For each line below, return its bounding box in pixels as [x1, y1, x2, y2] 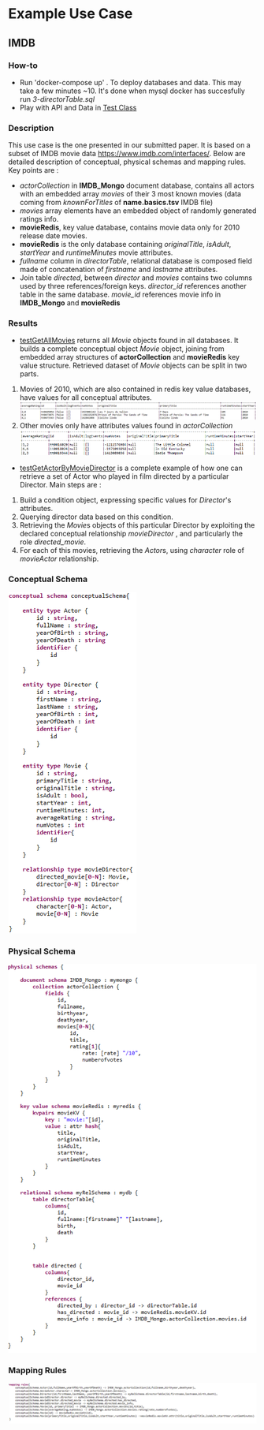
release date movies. [19, 231, 88, 241]
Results [8, 318, 38, 329]
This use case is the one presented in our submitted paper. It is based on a [8, 140, 251, 150]
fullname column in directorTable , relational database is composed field [19, 256, 252, 266]
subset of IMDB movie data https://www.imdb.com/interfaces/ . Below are [8, 149, 246, 159]
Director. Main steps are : [19, 480, 102, 489]
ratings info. [19, 215, 59, 224]
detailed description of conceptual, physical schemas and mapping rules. [8, 157, 247, 166]
